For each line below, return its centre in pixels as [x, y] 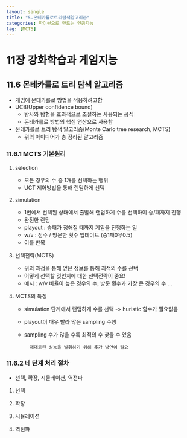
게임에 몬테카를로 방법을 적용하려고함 [59, 100]
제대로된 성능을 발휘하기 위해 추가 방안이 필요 [79, 347]
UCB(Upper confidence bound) [54, 107]
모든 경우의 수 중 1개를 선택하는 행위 [66, 180]
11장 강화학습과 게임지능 [62, 60]
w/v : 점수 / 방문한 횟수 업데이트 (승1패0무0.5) [78, 235]
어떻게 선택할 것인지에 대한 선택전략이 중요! [75, 275]
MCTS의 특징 [31, 296]
